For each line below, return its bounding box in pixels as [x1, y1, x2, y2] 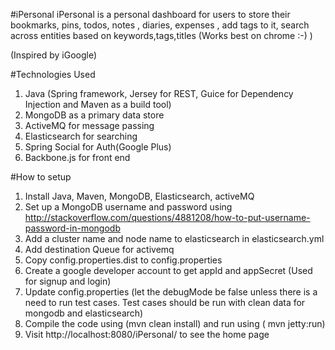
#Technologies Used [10, 69, 96, 80]
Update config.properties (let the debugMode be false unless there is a [24, 286, 318, 298]
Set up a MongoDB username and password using [24, 201, 233, 213]
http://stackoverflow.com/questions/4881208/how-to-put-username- [24, 212, 311, 223]
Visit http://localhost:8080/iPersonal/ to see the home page [24, 329, 270, 340]
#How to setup [10, 171, 72, 183]
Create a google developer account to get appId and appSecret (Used [24, 265, 313, 276]
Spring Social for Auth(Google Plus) [24, 141, 172, 153]
